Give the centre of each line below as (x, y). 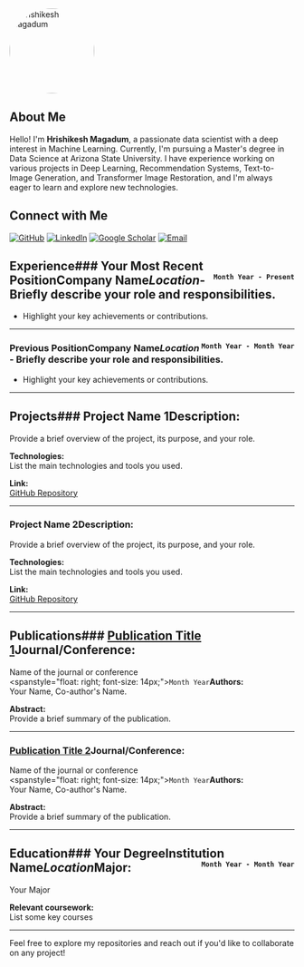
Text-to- (259, 168)
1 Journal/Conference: (72, 650)
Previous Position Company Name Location (104, 348)
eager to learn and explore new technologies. (94, 187)
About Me (38, 117)
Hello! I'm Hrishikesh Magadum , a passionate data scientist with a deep (144, 139)
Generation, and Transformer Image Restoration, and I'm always (154, 177)
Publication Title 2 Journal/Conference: (97, 750)
